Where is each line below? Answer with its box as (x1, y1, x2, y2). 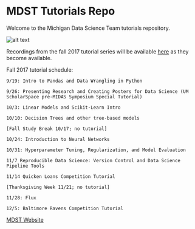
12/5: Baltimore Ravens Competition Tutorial (6, 205, 123, 211)
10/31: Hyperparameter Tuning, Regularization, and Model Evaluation (6, 147, 186, 153)
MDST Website (6, 216, 44, 223)
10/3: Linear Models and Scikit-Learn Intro (6, 104, 121, 111)
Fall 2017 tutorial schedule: (6, 66, 74, 73)
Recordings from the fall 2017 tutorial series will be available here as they (6, 47, 189, 55)
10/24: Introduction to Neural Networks (6, 136, 111, 142)
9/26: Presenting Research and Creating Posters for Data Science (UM (6, 88, 189, 95)
